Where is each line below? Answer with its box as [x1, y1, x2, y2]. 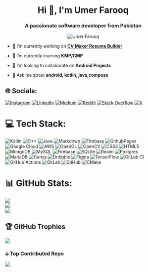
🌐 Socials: [5, 87, 38, 95]
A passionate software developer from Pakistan [24, 22, 142, 29]
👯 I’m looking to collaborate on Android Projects [12, 62, 111, 69]
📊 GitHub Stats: [5, 178, 73, 189]
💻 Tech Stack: [5, 118, 66, 130]
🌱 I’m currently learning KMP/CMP [12, 53, 83, 59]
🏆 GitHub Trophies [5, 222, 66, 231]
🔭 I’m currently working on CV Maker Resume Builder [12, 43, 123, 49]
